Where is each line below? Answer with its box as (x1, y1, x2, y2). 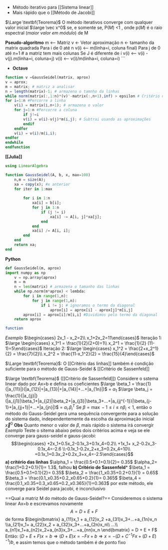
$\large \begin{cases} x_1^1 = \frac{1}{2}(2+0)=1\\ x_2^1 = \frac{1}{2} (5, 340, 146, 346)
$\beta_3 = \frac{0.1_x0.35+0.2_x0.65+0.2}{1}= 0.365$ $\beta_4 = (5, 475, 141, 481)
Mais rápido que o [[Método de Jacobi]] (12, 10, 95, 16)
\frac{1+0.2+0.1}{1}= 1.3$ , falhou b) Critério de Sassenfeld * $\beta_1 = (5, 464, 150, 470)
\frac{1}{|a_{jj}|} (5, 392, 38, 398)
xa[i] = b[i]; (31, 200, 61, 206)
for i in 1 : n (23, 196, 50, 201)
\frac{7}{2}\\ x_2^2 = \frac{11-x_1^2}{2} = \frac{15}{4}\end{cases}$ (16, 351, 155, 357)
